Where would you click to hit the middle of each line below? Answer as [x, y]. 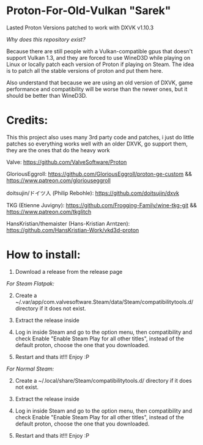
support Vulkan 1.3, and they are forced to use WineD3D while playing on [98, 57]
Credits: [27, 120]
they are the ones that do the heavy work [58, 150]
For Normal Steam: [30, 369]
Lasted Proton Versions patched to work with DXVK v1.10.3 [80, 28]
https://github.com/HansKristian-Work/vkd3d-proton [73, 230]
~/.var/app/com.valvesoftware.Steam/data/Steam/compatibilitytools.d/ [104, 302]
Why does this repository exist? [46, 39]
